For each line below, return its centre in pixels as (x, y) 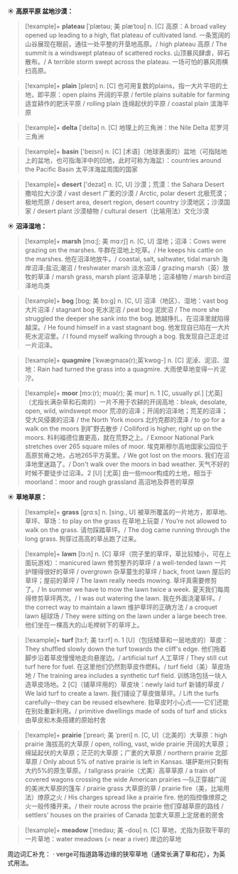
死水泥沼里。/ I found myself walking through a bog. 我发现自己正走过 (126, 336)
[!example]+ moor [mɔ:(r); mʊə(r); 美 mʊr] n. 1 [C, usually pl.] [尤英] (124, 393)
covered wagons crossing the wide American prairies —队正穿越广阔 (125, 779)
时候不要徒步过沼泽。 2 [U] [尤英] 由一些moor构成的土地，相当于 (119, 473)
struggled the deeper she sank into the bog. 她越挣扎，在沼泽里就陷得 (127, 318)
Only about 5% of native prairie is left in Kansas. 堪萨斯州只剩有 (136, 762)
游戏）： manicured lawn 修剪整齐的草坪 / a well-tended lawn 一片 (132, 563)
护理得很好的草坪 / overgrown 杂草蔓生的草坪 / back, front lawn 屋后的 (128, 572)
